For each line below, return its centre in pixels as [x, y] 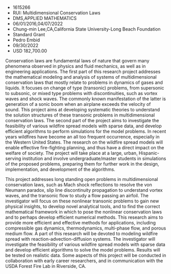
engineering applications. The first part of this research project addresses [83, 72]
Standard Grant [29, 35]
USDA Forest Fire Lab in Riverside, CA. [46, 266]
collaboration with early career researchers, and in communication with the [84, 261]
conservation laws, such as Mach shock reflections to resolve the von [79, 185]
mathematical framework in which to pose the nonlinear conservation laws [84, 212]
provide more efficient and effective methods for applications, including [81, 223]
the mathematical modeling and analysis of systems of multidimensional [81, 77]
